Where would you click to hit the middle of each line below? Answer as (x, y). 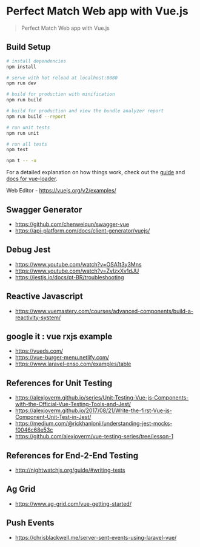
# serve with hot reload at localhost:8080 (62, 78)
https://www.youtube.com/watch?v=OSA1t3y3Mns (78, 264)
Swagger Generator (44, 210)
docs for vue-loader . (32, 179)
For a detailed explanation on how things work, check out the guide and (96, 172)
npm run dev (21, 83)
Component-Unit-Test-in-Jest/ (53, 417)
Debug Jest (28, 250)
